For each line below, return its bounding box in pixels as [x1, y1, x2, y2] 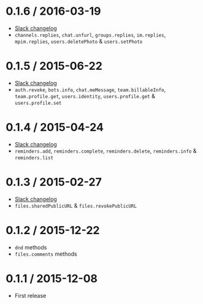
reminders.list [14, 154, 54, 161]
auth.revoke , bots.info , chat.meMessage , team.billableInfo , [14, 86, 166, 93]
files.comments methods [14, 250, 77, 257]
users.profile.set [14, 100, 62, 106]
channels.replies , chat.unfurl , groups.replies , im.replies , [14, 31, 166, 38]
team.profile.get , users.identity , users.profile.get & [14, 92, 156, 99]
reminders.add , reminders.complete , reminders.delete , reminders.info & [14, 147, 197, 154]
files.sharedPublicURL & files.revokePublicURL [14, 202, 137, 209]
